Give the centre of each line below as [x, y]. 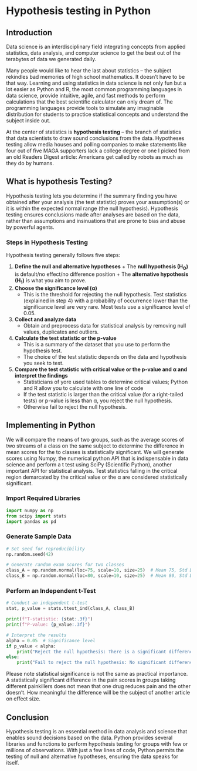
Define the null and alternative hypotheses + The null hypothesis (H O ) [101, 267]
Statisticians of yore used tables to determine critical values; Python [106, 382]
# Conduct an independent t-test [47, 603]
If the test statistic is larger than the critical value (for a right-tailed [103, 394]
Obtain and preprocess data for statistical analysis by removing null [105, 325]
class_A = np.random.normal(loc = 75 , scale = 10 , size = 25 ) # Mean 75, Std [97, 570]
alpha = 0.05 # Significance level [51, 640]
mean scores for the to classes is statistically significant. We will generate [95, 452]
